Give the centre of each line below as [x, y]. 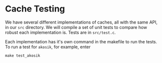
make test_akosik [23, 56]
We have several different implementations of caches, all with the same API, [81, 22]
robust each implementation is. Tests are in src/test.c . [61, 32]
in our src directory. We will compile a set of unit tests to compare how [76, 27]
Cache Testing [35, 9]
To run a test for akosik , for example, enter [48, 47]
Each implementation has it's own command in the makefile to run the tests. [81, 41]
